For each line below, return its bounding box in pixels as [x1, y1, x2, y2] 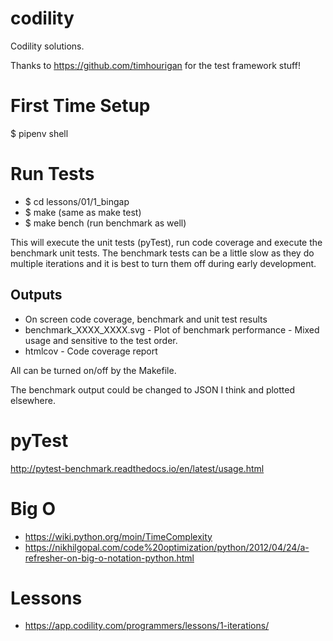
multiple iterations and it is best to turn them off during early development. [10, 257, 317, 269]
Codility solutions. [10, 40, 85, 52]
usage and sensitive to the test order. [24, 334, 178, 346]
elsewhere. [10, 394, 56, 406]
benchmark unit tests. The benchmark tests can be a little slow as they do [10, 247, 315, 259]
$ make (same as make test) [24, 206, 142, 218]
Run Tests [10, 163, 95, 186]
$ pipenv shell [10, 127, 69, 139]
